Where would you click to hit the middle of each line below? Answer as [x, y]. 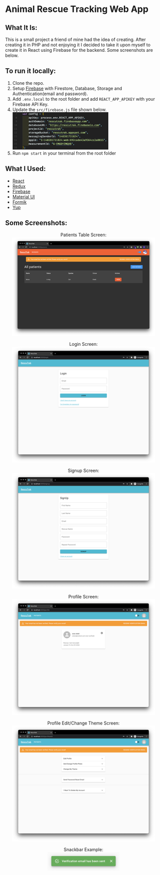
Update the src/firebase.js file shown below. [59, 109]
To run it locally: [31, 71]
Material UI [24, 197]
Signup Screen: [83, 470]
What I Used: [26, 169]
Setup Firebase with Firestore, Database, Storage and [67, 88]
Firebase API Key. [30, 104]
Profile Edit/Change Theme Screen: [83, 723]
